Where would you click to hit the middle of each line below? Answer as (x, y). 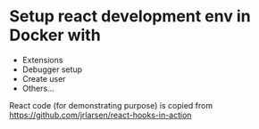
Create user (44, 78)
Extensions (42, 60)
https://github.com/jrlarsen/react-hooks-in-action (100, 115)
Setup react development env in (130, 16)
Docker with (55, 35)
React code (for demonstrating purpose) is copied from (111, 105)
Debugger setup (52, 69)
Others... (38, 88)
